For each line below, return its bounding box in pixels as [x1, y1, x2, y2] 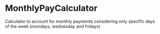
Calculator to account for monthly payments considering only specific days [5, 18, 155, 24]
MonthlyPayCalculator [5, 3, 98, 14]
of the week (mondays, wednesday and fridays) [5, 23, 101, 29]
